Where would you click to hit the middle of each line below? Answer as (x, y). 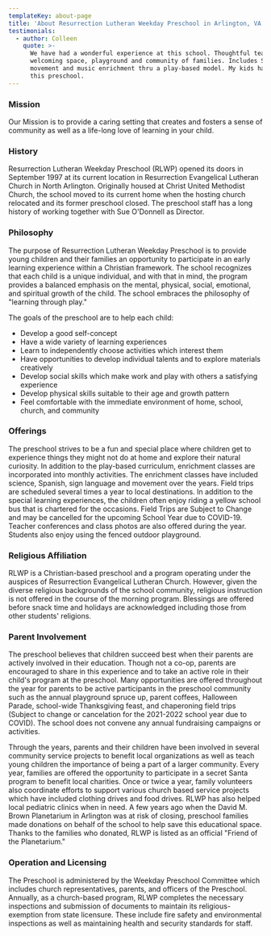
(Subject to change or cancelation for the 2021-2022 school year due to (128, 715)
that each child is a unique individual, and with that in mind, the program (128, 276)
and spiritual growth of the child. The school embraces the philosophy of (129, 293)
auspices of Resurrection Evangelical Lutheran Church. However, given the (133, 581)
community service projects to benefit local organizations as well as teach (131, 756)
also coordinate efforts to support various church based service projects (129, 790)
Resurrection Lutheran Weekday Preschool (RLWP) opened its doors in (126, 169)
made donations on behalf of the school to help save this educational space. (135, 825)
